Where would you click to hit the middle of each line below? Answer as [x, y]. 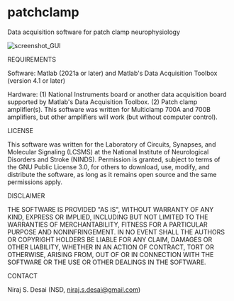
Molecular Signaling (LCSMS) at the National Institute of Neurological [108, 152]
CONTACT [22, 276]
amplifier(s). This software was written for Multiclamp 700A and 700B [109, 109]
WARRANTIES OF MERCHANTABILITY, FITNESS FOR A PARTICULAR [107, 225]
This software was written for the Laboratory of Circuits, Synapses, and [112, 144]
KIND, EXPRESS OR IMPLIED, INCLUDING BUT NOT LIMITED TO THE [108, 217]
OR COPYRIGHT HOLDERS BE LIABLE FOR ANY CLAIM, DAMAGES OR [110, 239]
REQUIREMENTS [32, 59]
